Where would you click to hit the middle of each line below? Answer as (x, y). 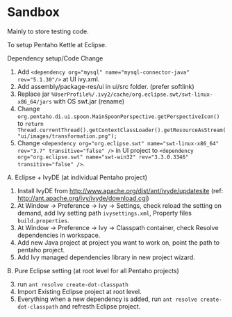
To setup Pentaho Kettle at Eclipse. (57, 44)
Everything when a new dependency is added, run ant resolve (107, 299)
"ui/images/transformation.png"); (67, 136)
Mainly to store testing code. (48, 31)
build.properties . (43, 220)
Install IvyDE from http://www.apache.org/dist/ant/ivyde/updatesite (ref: (120, 190)
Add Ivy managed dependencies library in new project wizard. (106, 257)
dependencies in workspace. (59, 235)
